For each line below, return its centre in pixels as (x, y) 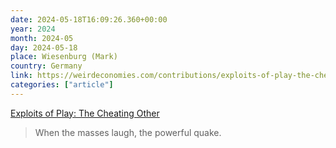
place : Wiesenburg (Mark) (64, 57)
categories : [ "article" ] (62, 85)
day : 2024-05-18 (44, 47)
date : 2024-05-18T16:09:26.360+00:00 (89, 19)
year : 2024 (33, 29)
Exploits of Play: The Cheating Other (85, 113)
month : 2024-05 (42, 38)
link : (21, 76)
